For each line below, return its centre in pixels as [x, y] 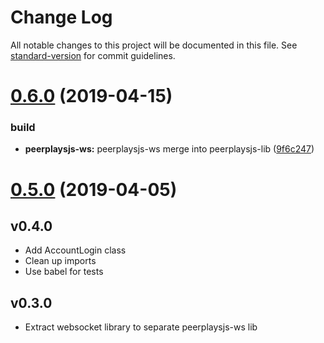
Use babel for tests [64, 272]
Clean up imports [60, 261]
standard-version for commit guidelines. [93, 55]
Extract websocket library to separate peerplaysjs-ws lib [141, 327]
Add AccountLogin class [75, 250]
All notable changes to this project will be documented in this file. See [154, 45]
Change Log [61, 17]
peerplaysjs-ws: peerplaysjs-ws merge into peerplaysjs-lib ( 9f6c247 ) [169, 149]
